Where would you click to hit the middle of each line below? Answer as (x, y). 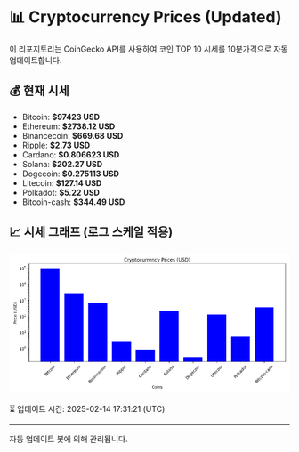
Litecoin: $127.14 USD (62, 182)
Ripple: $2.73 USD (56, 145)
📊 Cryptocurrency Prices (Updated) (145, 17)
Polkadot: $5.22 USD (61, 192)
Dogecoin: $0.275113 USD (71, 174)
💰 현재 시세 (39, 91)
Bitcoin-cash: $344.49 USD (73, 202)
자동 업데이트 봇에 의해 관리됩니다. (69, 439)
